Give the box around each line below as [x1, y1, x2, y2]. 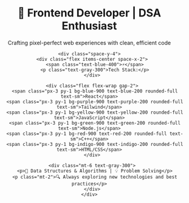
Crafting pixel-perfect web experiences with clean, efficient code [7, 39, 171, 46]
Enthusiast [61, 19, 117, 33]
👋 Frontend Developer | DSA [17, 6, 162, 20]
